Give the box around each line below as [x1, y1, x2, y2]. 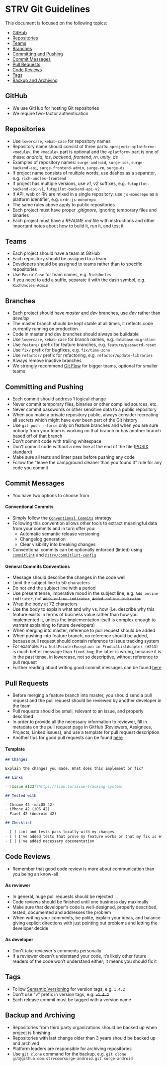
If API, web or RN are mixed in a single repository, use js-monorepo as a [12, 191, 158, 197]
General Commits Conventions [5, 563, 70, 569]
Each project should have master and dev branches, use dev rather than [12, 310, 161, 316]
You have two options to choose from [12, 492, 89, 498]
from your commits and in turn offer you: [12, 526, 96, 532]
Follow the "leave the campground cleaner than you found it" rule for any [12, 460, 162, 465]
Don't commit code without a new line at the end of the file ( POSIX [12, 444, 149, 449]
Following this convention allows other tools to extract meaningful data [12, 520, 158, 527]
